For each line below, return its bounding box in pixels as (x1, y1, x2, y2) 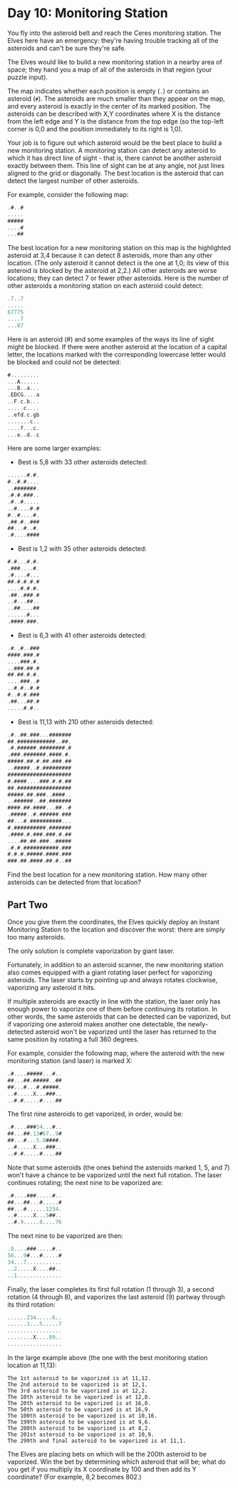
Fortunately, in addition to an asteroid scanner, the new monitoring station (7, 961, 224, 969)
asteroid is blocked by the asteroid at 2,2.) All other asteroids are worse (7, 266, 217, 275)
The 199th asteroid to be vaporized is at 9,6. (7, 1418, 152, 1426)
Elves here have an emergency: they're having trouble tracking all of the (7, 36, 219, 44)
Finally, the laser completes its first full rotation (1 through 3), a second (7, 1284, 214, 1294)
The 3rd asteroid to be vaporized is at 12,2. (7, 1387, 148, 1394)
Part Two (7, 899, 48, 911)
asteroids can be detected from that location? (7, 878, 141, 887)
